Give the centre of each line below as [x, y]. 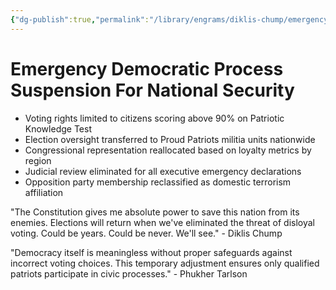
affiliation [44, 192]
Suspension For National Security [152, 90]
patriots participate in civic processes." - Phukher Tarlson [129, 273]
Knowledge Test [58, 128]
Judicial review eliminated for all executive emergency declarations [163, 171]
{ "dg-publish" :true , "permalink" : [80, 19]
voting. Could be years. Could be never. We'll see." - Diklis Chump [146, 233]
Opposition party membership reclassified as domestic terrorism [158, 182]
